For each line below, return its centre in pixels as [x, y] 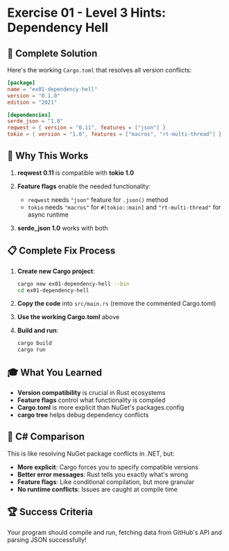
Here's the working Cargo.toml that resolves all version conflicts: [100, 70]
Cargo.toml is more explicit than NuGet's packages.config [101, 407]
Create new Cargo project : [56, 271]
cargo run [32, 350]
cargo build [34, 343]
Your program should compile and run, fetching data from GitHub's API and [114, 532]
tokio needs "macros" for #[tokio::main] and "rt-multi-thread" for [124, 207]
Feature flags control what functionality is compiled [91, 400]
